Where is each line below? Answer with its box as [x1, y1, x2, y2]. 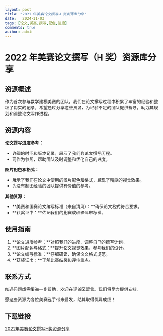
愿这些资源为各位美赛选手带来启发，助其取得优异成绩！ [5, 296, 115, 303]
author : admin [5, 30, 34, 34]
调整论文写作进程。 [13, 111, 52, 116]
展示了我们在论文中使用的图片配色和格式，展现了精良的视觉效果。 [12, 177, 144, 183]
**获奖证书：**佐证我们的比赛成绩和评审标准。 [12, 209, 106, 215]
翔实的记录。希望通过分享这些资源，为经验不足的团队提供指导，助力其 [13, 105, 154, 110]
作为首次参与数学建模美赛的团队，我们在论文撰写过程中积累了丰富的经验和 [5, 99, 154, 104]
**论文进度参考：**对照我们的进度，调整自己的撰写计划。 [12, 239, 127, 244]
